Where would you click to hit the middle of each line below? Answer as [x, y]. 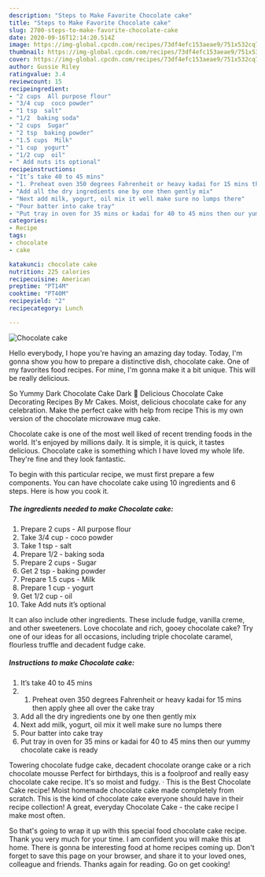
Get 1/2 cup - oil [46, 595]
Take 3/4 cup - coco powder [66, 537]
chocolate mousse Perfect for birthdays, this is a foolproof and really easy [129, 773]
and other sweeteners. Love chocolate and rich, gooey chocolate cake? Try [131, 628]
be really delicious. [39, 378]
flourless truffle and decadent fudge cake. [77, 644]
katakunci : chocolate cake [53, 264]
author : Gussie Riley [44, 67]
